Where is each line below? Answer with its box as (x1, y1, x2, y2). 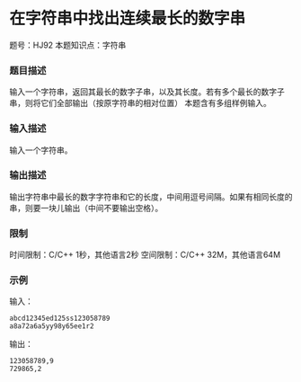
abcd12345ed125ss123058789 (9, 314, 111, 324)
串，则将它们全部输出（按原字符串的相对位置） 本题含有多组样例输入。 (9, 98, 271, 109)
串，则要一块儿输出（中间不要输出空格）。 (9, 202, 164, 213)
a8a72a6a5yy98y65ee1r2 (9, 322, 94, 331)
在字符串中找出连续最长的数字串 (9, 8, 246, 29)
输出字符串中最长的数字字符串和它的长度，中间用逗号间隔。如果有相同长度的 (9, 191, 293, 202)
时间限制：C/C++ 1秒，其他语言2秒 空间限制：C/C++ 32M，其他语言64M (9, 249, 281, 261)
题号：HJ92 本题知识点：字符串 (9, 40, 127, 50)
